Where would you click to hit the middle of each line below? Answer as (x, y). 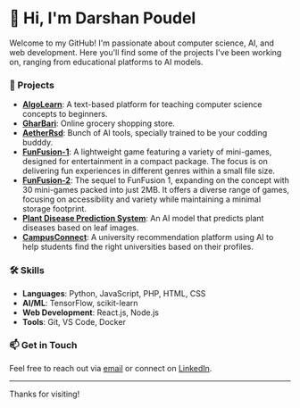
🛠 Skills (27, 271)
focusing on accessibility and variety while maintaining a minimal (142, 199)
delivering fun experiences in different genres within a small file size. (148, 171)
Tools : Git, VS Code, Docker (74, 321)
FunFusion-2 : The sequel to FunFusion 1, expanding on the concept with (156, 180)
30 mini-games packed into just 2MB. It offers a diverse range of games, (156, 190)
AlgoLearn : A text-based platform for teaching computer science (142, 104)
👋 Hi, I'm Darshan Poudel (103, 18)
